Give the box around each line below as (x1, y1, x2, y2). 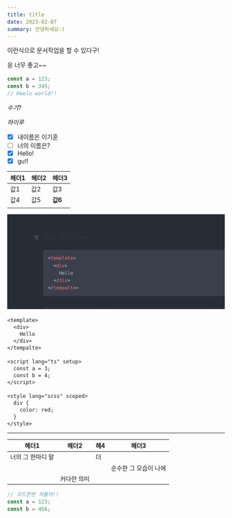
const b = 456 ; (7, 506, 51, 513)
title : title (7, 11, 45, 18)
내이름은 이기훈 (17, 133, 59, 141)
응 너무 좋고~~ (7, 61, 47, 69)
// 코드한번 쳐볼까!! (7, 491, 59, 498)
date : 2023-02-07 (7, 18, 57, 26)
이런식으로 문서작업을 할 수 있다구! (7, 46, 99, 54)
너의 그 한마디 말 (10, 452, 55, 461)
